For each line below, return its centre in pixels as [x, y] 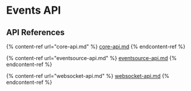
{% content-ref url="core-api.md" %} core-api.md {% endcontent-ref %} [96, 46]
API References [35, 32]
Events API [34, 10]
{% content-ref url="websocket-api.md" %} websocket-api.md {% [88, 76]
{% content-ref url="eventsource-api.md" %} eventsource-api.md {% [92, 58]
